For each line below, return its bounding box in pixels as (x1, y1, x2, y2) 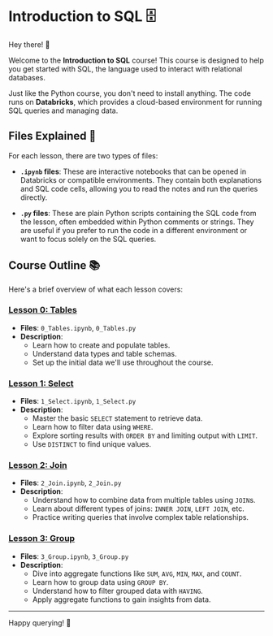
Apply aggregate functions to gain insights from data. (32, 595, 211, 604)
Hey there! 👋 (8, 39, 50, 50)
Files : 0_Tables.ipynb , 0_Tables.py (19, 322, 136, 332)
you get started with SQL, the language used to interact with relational (8, 63, 243, 74)
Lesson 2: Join (8, 460, 67, 471)
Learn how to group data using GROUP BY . (32, 577, 169, 586)
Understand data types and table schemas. (32, 348, 177, 358)
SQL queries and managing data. (8, 106, 119, 115)
